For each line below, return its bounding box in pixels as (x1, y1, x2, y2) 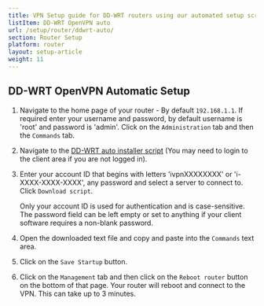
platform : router (8, 41, 65, 49)
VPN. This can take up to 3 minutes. (19, 289, 136, 298)
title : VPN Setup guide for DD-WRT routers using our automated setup (8, 11, 244, 20)
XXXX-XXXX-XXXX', (19, 178, 86, 187)
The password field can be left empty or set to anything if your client (19, 209, 242, 219)
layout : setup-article (8, 48, 82, 56)
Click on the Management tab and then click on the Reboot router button (19, 272, 248, 282)
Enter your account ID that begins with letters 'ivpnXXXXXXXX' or (19, 169, 233, 179)
